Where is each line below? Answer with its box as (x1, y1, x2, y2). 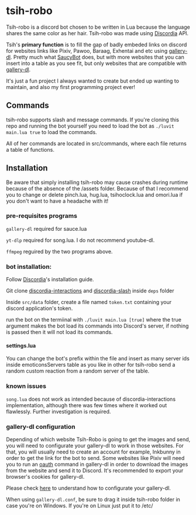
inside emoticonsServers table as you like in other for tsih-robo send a (6, 361, 176, 369)
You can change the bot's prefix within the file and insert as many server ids (6, 355, 190, 362)
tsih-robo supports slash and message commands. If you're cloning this (6, 116, 180, 123)
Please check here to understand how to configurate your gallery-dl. (6, 485, 171, 492)
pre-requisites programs (6, 212, 78, 220)
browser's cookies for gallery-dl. (6, 473, 85, 480)
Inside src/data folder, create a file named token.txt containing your (6, 299, 171, 306)
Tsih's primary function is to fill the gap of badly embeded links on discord (6, 41, 187, 48)
